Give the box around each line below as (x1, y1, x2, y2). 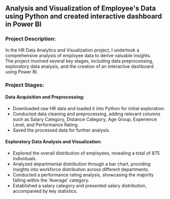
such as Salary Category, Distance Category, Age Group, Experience (12, 116, 157, 122)
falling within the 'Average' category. (12, 177, 90, 183)
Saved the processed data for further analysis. (12, 127, 110, 133)
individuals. (12, 156, 37, 162)
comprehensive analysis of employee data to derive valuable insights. (5, 52, 152, 58)
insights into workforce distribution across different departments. (12, 166, 150, 172)
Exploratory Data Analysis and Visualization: (5, 139, 102, 145)
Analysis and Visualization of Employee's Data (5, 4, 156, 13)
